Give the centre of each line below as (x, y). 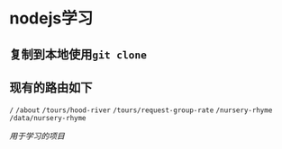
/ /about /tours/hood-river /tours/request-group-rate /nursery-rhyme (141, 110)
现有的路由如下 (51, 88)
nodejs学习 (51, 18)
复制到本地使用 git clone (78, 54)
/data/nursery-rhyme (48, 118)
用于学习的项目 (37, 136)
